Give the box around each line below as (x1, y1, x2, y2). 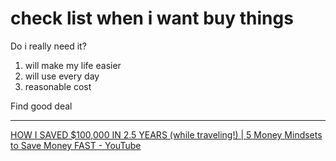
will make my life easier (24, 59, 122, 71)
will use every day (24, 70, 100, 82)
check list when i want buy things (10, 7, 294, 30)
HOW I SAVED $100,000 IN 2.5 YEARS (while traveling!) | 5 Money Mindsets (10, 128, 323, 141)
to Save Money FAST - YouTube (10, 139, 142, 151)
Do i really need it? (10, 40, 87, 52)
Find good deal (10, 100, 73, 112)
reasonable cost (24, 80, 92, 92)
